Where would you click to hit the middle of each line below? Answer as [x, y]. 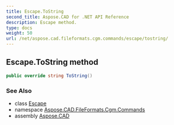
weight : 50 [19, 33]
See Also [19, 91]
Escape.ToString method [52, 62]
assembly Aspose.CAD [42, 116]
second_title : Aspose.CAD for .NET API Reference [68, 17]
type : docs [19, 28]
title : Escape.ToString [35, 11]
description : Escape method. [41, 22]
